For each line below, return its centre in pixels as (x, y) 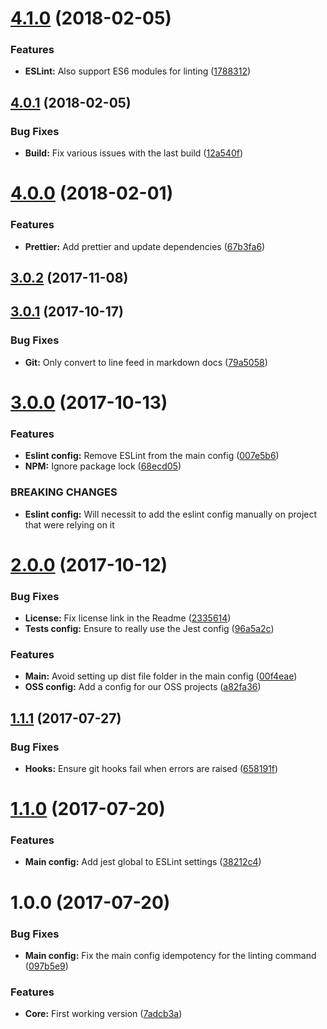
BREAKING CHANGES (64, 492)
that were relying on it (69, 524)
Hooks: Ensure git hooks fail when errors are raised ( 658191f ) (151, 768)
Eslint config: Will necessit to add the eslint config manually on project (171, 514)
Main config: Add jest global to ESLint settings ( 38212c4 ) (143, 862)
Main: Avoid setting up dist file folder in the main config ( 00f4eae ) (161, 676)
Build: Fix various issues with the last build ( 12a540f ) (134, 153)
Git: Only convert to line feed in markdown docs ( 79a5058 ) (146, 362)
